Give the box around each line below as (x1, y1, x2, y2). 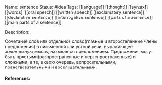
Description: (5, 29, 30, 34)
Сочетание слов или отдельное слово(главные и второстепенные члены (5, 38, 158, 44)
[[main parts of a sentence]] (5, 19, 62, 25)
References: (5, 75, 31, 81)
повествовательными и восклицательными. (5, 64, 97, 70)
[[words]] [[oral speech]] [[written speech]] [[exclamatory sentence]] (5, 9, 144, 15)
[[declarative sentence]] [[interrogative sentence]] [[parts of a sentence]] (5, 15, 153, 20)
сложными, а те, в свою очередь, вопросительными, (5, 59, 116, 65)
